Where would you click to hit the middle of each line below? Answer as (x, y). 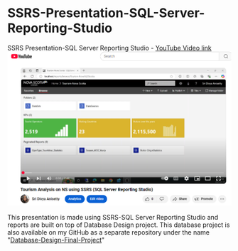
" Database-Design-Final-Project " (56, 240)
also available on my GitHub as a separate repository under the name (108, 232)
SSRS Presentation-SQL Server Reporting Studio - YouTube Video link (109, 48)
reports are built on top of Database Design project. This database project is (119, 225)
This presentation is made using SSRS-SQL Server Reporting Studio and (113, 217)
